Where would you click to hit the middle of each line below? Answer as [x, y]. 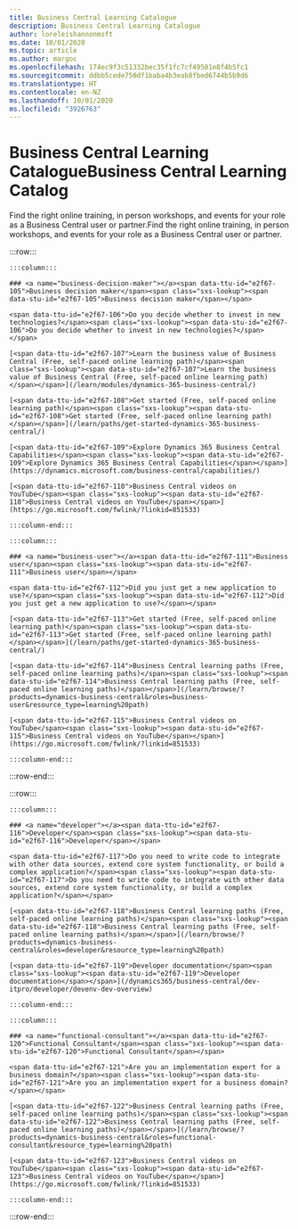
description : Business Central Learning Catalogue [105, 26]
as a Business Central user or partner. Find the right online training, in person [149, 225]
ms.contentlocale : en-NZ [55, 92]
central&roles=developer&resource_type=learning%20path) [117, 951]
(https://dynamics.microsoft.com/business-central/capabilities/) [135, 471]
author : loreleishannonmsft [61, 34]
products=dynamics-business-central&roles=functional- [113, 1138]
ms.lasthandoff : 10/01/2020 [61, 100]
